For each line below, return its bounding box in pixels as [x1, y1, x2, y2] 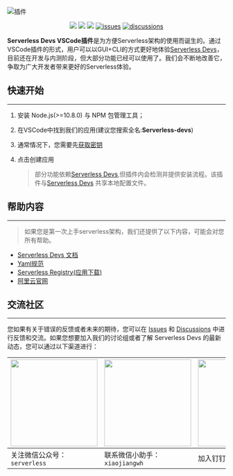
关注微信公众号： [10, 450, 67, 460]
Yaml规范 [17, 259, 44, 267]
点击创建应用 [17, 155, 54, 163]
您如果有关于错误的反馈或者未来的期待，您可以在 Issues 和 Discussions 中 [7, 325, 219, 333]
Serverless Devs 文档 [17, 250, 78, 259]
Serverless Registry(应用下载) [17, 268, 103, 276]
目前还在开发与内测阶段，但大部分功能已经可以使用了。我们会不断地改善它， [7, 54, 226, 62]
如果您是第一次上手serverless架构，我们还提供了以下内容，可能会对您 [24, 227, 225, 235]
